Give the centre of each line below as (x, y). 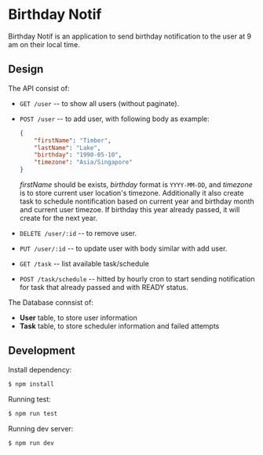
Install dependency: (40, 369)
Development (42, 351)
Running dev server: (41, 428)
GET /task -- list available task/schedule (84, 264)
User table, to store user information (78, 317)
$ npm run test (33, 413)
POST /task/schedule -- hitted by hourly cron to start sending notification (137, 279)
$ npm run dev (31, 443)
